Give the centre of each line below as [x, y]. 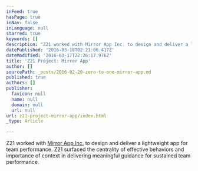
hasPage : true [24, 17]
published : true [26, 77]
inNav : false [22, 22]
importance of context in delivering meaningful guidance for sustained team [98, 156]
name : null [25, 99]
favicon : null [29, 94]
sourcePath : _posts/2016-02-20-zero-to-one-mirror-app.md [79, 72]
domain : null [27, 105]
